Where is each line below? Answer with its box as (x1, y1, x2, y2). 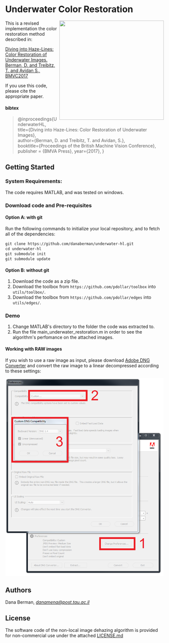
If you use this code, (5, 82, 48, 89)
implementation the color (5, 25, 57, 31)
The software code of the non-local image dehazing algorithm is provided (5, 627, 158, 633)
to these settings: (5, 368, 41, 374)
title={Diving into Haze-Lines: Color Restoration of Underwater (17, 127, 147, 133)
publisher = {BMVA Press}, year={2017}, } (17, 148, 105, 154)
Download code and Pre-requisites (5, 202, 92, 209)
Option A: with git (5, 214, 43, 220)
